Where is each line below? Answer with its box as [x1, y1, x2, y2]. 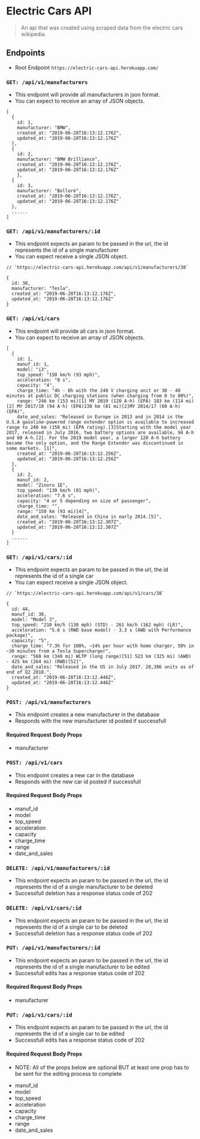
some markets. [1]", [6, 445, 58, 451]
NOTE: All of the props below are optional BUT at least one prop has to [14, 1063, 190, 1071]
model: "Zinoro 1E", [17, 482, 68, 488]
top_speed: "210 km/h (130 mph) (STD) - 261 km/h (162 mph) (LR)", [11, 622, 184, 628]
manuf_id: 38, [11, 611, 47, 617]
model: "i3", [17, 366, 50, 372]
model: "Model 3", [11, 616, 58, 622]
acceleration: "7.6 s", [17, 493, 77, 499]
